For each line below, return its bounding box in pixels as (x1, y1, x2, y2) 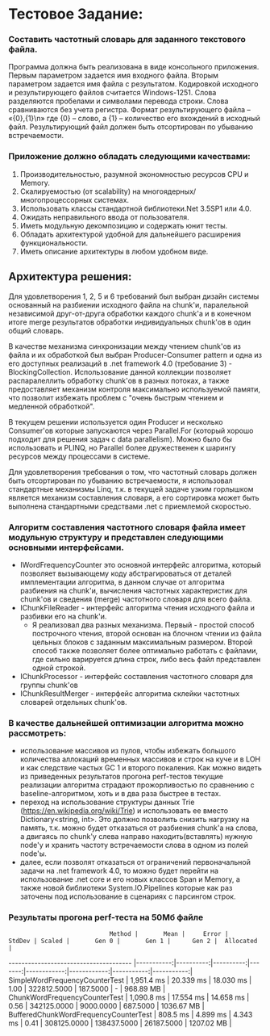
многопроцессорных (19, 195, 93, 204)
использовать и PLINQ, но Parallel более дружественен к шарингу (8, 443, 236, 452)
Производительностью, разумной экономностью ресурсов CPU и (19, 169, 249, 178)
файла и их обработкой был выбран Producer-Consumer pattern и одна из (8, 350, 262, 359)
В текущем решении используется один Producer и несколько (8, 417, 223, 426)
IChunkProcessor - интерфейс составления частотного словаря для (19, 671, 254, 681)
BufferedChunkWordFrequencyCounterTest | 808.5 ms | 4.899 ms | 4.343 (8, 1010, 253, 1020)
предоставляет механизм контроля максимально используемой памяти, (8, 384, 260, 394)
